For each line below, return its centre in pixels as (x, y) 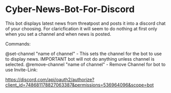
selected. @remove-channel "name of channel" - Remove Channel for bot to (85, 64)
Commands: (18, 43)
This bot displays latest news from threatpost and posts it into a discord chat (85, 23)
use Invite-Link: (22, 70)
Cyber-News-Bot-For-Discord (70, 9)
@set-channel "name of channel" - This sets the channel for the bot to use (83, 54)
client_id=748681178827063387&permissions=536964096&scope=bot (80, 85)
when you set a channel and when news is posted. (58, 34)
